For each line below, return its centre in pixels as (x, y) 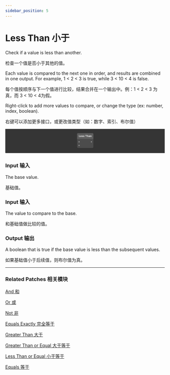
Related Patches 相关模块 (37, 279)
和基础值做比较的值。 (27, 224)
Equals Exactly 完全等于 (30, 324)
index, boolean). (22, 111)
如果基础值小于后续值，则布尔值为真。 (45, 260)
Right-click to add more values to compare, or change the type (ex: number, (84, 105)
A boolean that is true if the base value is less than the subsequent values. (83, 249)
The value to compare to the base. (41, 213)
